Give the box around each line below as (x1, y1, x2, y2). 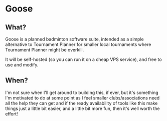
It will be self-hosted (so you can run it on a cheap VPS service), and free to (5, 56, 162, 62)
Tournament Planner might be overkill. (5, 47, 84, 52)
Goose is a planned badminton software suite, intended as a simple (5, 36, 144, 42)
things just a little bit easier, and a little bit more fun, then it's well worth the (5, 105, 160, 111)
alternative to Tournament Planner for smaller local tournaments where (5, 41, 151, 47)
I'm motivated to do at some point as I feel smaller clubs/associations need (5, 94, 159, 100)
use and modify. (5, 62, 39, 67)
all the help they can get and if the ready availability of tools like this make (5, 100, 158, 106)
